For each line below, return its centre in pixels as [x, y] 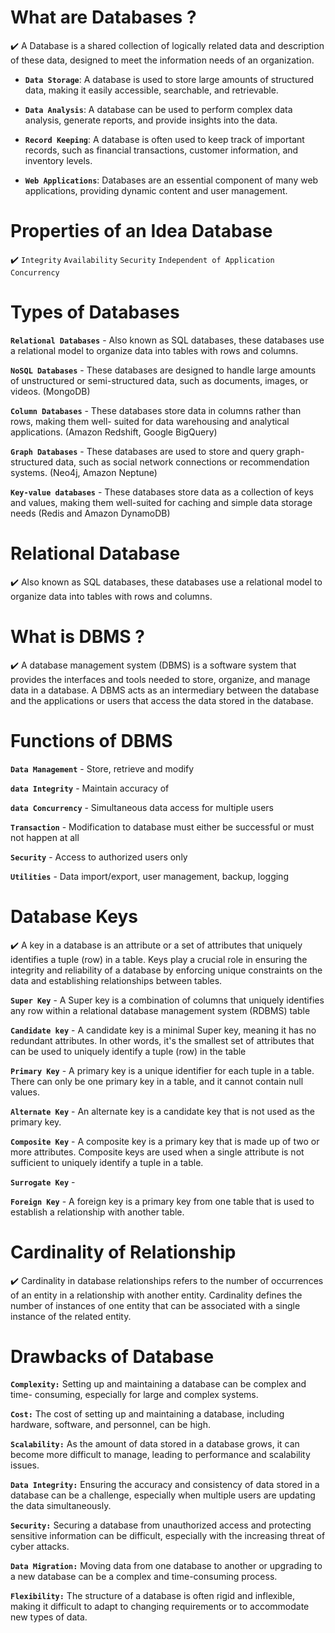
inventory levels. [58, 160]
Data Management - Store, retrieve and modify [102, 768]
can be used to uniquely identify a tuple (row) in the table [128, 1051]
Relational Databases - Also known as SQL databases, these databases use [167, 340]
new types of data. [49, 1617]
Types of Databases [95, 312]
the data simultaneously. [61, 1506]
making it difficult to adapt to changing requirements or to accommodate [160, 1607]
